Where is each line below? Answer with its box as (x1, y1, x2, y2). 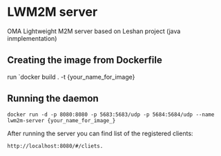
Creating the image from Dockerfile (7, 55, 162, 66)
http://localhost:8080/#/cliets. (7, 142, 104, 149)
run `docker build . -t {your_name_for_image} (7, 72, 135, 81)
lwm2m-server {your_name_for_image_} (7, 117, 116, 124)
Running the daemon (7, 92, 99, 104)
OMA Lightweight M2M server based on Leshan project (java (7, 27, 181, 35)
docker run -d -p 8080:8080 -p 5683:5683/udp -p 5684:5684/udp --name (7, 111, 215, 118)
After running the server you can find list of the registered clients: (7, 129, 193, 137)
